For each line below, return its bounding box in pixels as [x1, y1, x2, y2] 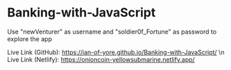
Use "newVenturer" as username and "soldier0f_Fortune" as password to [7, 27, 217, 36]
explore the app [7, 34, 52, 43]
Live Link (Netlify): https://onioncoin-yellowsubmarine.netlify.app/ [7, 55, 196, 63]
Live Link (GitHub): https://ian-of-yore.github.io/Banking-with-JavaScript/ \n [7, 48, 225, 56]
